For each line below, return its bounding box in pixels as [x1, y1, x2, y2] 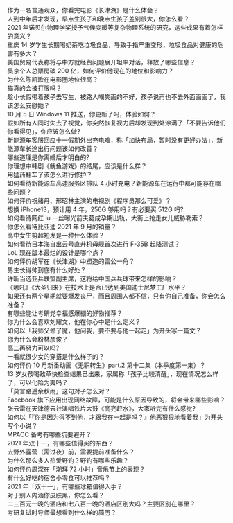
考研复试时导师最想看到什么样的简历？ [7, 508, 116, 516]
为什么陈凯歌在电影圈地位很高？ [7, 76, 98, 83]
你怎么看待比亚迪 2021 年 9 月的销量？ [7, 222, 117, 231]
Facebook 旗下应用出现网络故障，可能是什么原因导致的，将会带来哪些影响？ [7, 396, 225, 404]
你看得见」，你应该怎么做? [7, 127, 81, 135]
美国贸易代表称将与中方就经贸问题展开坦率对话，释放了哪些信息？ [7, 58, 196, 66]
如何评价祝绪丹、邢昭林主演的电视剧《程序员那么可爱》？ [7, 197, 171, 204]
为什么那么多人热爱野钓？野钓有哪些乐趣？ [7, 456, 129, 464]
